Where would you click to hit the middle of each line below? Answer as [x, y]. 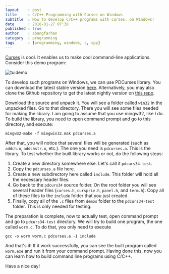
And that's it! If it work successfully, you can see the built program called [81, 245]
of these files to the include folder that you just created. [71, 196]
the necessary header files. [41, 179]
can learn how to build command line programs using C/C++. [69, 256]
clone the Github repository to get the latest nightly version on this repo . [80, 93]
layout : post [23, 10]
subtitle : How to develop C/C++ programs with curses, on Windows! [80, 19]
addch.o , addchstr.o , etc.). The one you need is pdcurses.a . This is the [78, 148]
